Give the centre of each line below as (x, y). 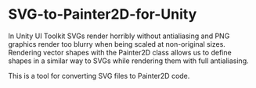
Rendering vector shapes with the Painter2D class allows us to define (120, 52)
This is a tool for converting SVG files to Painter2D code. (99, 76)
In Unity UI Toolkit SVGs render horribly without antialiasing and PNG (119, 36)
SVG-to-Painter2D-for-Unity (103, 14)
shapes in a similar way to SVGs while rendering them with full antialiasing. (128, 61)
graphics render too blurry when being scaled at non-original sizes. (117, 44)
